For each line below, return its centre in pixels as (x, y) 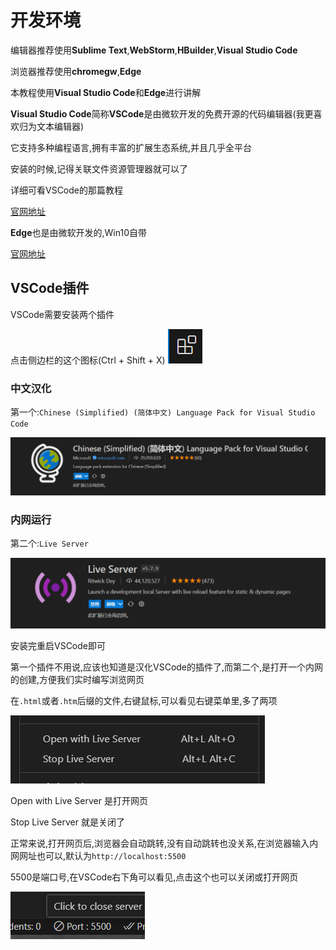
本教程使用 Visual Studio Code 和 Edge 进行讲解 (106, 92)
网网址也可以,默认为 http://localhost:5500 (98, 855)
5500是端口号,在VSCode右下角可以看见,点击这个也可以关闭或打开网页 (154, 877)
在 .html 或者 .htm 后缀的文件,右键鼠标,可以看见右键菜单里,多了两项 (144, 700)
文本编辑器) (60, 126)
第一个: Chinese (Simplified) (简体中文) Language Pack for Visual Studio (163, 412)
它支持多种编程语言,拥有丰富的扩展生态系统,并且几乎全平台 (131, 147)
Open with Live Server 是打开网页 (79, 800)
